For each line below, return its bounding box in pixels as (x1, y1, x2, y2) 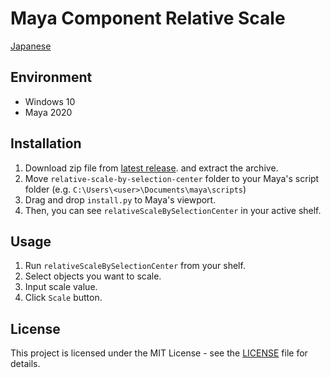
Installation (10, 135, 82, 152)
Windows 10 (24, 95, 76, 107)
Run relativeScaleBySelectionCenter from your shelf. (24, 260, 246, 272)
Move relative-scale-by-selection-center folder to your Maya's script (24, 172, 320, 184)
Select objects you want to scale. (24, 270, 162, 282)
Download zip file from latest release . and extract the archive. (24, 162, 279, 174)
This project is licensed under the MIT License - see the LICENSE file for (10, 347, 308, 359)
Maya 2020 (24, 106, 73, 118)
